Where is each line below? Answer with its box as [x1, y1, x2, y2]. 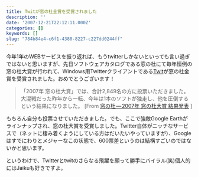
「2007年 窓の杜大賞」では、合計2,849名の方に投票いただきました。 [20, 88, 189, 94]
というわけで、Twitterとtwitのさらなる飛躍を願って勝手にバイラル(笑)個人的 [6, 157, 191, 164]
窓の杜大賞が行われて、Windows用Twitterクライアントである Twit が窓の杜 [6, 68, 184, 74]
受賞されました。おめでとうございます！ [16, 75, 115, 82]
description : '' [6, 14, 46, 20]
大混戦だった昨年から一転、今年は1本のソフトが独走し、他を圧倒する [20, 95, 189, 102]
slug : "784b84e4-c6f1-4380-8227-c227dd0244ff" [6, 36, 123, 42]
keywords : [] [6, 31, 38, 37]
